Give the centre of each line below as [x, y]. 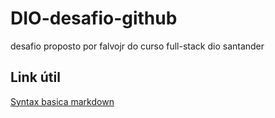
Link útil [35, 77]
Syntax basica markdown [62, 101]
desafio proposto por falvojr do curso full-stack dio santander [137, 46]
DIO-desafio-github [94, 18]
